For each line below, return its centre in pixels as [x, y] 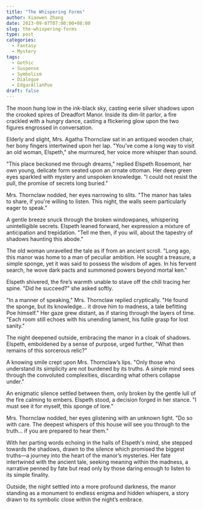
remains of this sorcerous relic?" [47, 350]
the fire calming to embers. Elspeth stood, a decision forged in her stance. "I [101, 399]
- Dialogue [25, 79]
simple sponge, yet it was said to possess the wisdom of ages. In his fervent [101, 263]
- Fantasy [24, 46]
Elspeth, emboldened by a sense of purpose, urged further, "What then [95, 344]
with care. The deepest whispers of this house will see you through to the [98, 424]
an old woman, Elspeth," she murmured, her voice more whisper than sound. [102, 152]
